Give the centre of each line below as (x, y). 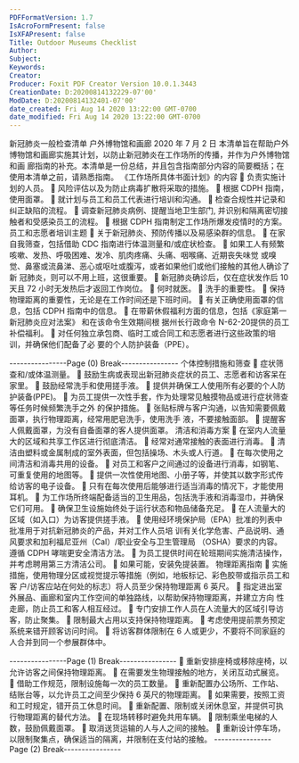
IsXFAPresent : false (48, 34)
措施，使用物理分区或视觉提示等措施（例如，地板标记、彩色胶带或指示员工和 (149, 576)
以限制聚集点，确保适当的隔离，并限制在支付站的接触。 (110, 739)
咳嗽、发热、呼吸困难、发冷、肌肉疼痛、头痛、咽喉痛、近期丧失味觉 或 (139, 255)
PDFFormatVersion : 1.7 (51, 17)
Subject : (25, 59)
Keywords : (28, 68)
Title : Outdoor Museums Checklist (73, 42)
